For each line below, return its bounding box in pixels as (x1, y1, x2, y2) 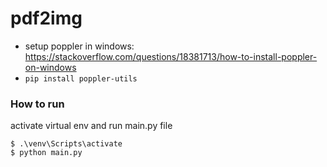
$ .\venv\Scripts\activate (10, 139, 123, 149)
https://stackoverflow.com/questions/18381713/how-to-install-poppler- (24, 50, 318, 62)
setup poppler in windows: (24, 40, 135, 52)
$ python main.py (10, 148, 83, 158)
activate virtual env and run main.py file (10, 120, 173, 132)
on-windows (24, 61, 77, 73)
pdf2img (10, 7, 83, 30)
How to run (10, 97, 65, 111)
